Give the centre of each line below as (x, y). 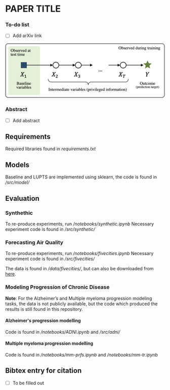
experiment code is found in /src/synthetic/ (50, 229)
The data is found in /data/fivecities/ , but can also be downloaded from (79, 269)
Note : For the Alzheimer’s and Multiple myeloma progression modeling (79, 298)
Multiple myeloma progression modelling (49, 343)
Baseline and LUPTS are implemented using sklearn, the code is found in (81, 177)
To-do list (17, 25)
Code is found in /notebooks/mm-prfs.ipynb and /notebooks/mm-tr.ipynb (82, 354)
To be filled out (28, 383)
